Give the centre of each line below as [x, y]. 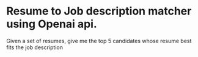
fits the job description [35, 47]
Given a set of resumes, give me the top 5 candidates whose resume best [99, 41]
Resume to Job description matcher [99, 11]
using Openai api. [52, 24]
